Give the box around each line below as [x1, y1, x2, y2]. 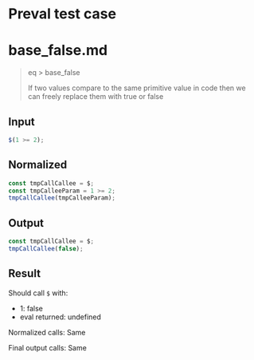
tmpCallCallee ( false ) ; [8, 244, 84, 252]
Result [8, 267, 41, 280]
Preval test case [8, 5, 117, 23]
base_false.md [8, 42, 108, 60]
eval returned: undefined [19, 312, 102, 322]
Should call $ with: [8, 288, 68, 298]
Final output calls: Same [8, 342, 88, 352]
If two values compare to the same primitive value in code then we [27, 83, 246, 93]
